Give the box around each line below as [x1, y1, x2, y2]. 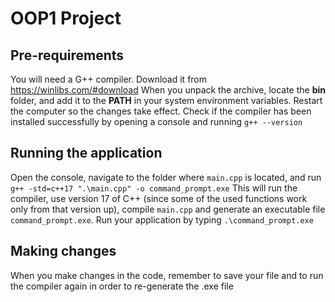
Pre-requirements [10, 47, 125, 64]
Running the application [10, 145, 163, 162]
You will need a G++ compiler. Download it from [10, 73, 208, 85]
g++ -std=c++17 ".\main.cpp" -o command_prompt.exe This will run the [10, 182, 298, 194]
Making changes [10, 243, 117, 260]
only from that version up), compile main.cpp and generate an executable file [10, 203, 326, 215]
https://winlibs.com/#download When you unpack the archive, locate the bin [10, 84, 327, 96]
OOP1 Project [10, 7, 122, 30]
